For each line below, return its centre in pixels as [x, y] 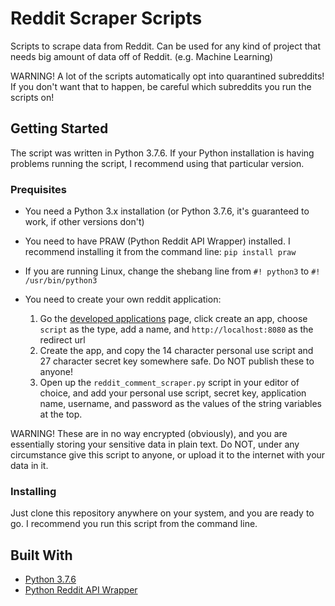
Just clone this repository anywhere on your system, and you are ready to [162, 513]
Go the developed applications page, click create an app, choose [173, 319]
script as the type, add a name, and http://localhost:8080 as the [176, 329]
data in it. [29, 466]
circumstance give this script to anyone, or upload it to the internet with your [168, 455]
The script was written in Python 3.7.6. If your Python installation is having [162, 153]
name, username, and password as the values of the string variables [180, 404]
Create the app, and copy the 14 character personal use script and [176, 351]
